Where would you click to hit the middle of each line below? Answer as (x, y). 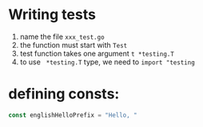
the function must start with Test (74, 44)
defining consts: (64, 94)
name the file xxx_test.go (62, 37)
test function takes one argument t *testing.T (97, 53)
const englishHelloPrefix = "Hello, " (73, 115)
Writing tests (52, 15)
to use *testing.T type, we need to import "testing (107, 62)
